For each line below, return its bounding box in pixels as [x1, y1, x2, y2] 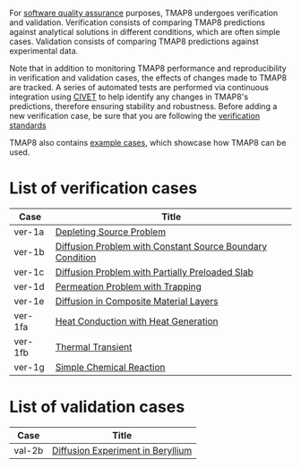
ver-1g [13, 361, 45, 373]
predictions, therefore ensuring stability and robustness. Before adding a [9, 101, 278, 111]
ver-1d [13, 280, 45, 293]
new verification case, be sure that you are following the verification [9, 111, 261, 121]
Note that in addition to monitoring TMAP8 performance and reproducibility [9, 63, 287, 73]
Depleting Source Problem [55, 225, 167, 238]
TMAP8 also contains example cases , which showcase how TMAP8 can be [9, 138, 287, 148]
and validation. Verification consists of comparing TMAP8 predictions [9, 17, 266, 28]
